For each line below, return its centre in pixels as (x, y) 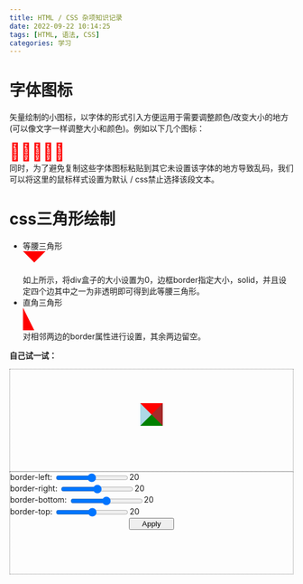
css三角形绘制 (62, 219)
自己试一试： (33, 356)
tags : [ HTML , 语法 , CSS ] (55, 34)
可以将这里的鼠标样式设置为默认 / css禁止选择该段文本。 (114, 179)
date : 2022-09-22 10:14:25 (60, 26)
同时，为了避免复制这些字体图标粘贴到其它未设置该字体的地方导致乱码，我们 (151, 168)
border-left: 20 (75, 477)
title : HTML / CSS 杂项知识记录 (66, 18)
